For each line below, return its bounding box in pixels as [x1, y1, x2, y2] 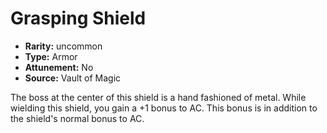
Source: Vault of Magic [24, 72, 122, 84]
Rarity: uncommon [24, 40, 103, 52]
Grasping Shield [10, 7, 147, 30]
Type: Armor [24, 50, 78, 62]
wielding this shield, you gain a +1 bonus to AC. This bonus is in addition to [10, 102, 318, 114]
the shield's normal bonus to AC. [10, 112, 145, 124]
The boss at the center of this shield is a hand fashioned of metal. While [10, 91, 307, 103]
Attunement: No [24, 61, 94, 73]
